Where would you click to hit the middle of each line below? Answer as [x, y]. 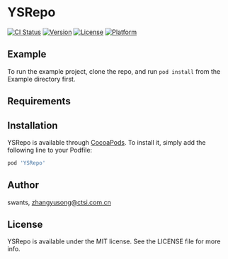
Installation [33, 125]
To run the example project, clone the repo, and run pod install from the [114, 71]
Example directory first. [41, 79]
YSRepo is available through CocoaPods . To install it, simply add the [107, 142]
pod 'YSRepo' [27, 163]
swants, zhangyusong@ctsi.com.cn [59, 202]
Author [23, 185]
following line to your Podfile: [50, 150]
